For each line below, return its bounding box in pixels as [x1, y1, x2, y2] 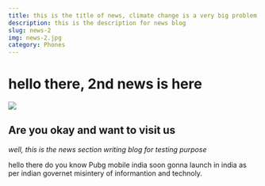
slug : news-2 [8, 26, 52, 34]
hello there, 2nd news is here [8, 75, 202, 93]
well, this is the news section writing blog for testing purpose [8, 144, 207, 154]
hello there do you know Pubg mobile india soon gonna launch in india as [8, 160, 248, 169]
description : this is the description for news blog [8, 19, 186, 27]
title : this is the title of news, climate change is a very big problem [8, 11, 258, 20]
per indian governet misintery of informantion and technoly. [8, 168, 202, 178]
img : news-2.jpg [8, 33, 62, 42]
